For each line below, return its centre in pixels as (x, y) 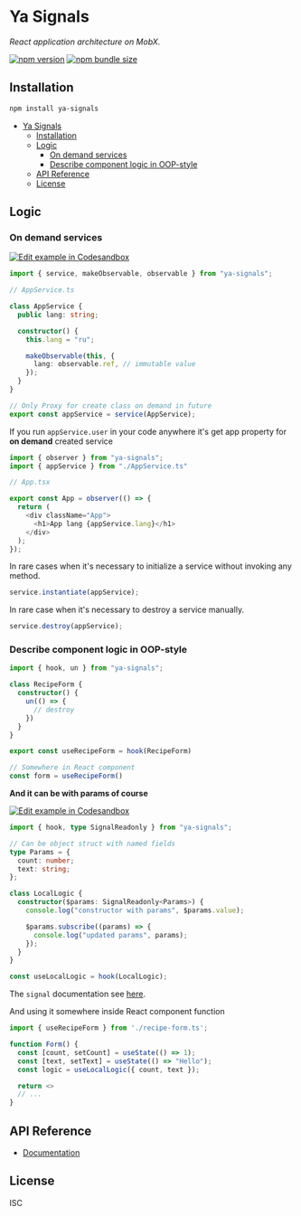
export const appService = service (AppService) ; (103, 414)
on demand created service (61, 441)
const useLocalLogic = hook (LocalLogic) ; (89, 977)
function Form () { (44, 1045)
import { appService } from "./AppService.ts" (99, 466)
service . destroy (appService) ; (66, 627)
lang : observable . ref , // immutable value (114, 364)
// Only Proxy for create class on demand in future (111, 405)
